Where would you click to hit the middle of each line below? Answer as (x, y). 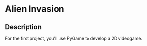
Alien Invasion (35, 9)
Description (23, 27)
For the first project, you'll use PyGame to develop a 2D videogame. (74, 38)
